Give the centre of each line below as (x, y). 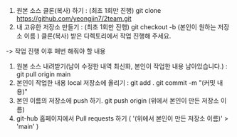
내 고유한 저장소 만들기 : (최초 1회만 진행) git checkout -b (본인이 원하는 (116, 27)
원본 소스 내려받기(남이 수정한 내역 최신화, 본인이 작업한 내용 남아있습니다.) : (122, 66)
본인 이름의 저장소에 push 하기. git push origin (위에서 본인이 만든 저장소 (117, 101)
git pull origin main (43, 74)
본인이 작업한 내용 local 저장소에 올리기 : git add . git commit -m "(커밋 (116, 83)
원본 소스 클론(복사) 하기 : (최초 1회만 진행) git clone (89, 10)
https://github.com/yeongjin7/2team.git (74, 19)
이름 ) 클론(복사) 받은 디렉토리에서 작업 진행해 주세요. (98, 36)
